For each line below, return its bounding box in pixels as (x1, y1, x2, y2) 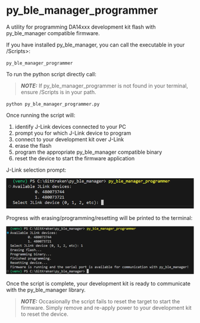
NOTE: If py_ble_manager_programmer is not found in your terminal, (20, 82, 189, 89)
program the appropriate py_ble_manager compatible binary (14, 148, 162, 156)
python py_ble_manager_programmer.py (6, 101, 100, 107)
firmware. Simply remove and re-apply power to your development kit (20, 305, 192, 312)
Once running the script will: (6, 111, 76, 119)
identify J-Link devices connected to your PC (14, 123, 126, 130)
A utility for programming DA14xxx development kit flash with (6, 23, 156, 30)
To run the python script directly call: (6, 70, 96, 77)
